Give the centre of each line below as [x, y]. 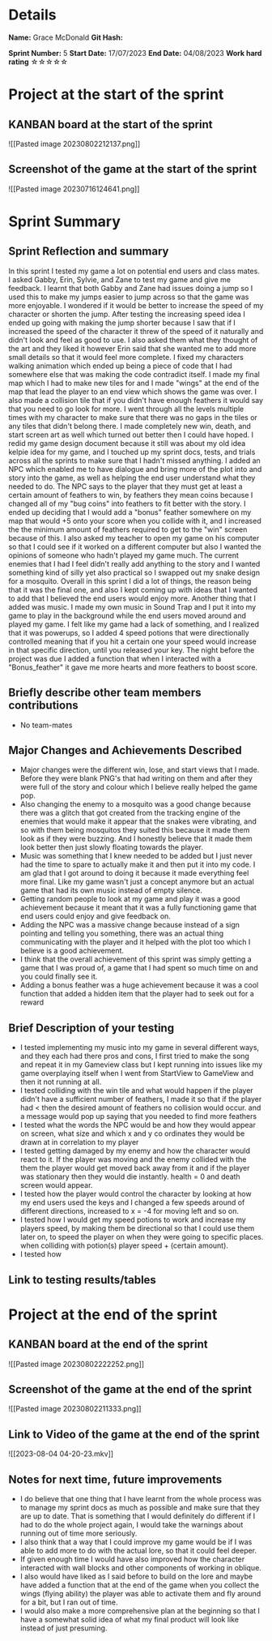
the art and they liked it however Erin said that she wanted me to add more [132, 348]
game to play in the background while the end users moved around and [127, 615]
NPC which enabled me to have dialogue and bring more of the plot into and [135, 469]
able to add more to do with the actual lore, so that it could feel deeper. [138, 1551]
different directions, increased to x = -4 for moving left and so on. [130, 1211]
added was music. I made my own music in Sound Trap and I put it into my [132, 606]
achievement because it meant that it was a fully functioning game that [138, 908]
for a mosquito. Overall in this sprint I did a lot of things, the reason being [130, 581]
